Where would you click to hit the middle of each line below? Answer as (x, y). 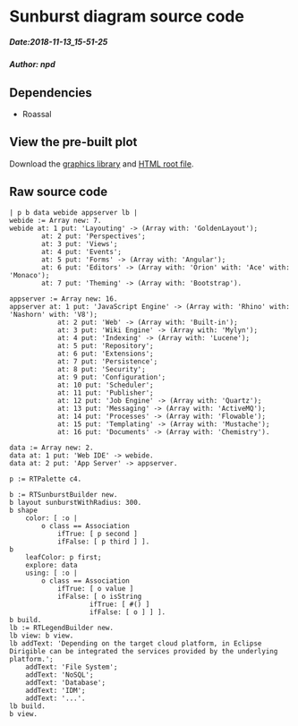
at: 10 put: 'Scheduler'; (105, 385)
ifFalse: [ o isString (99, 596)
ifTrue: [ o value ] (95, 588)
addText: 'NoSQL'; (60, 675)
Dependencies (51, 93)
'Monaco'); (30, 275)
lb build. (28, 706)
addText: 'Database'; (65, 682)
